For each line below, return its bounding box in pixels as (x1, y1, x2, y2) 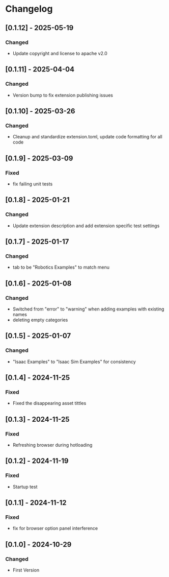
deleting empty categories (12, 317, 68, 323)
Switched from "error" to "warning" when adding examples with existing (12, 306, 164, 312)
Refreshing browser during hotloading (12, 442, 93, 448)
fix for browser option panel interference (12, 525, 98, 532)
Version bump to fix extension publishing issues (12, 92, 114, 98)
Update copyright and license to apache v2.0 (12, 50, 108, 56)
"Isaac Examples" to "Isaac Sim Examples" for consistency (12, 358, 136, 365)
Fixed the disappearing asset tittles (12, 400, 87, 406)
